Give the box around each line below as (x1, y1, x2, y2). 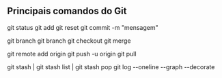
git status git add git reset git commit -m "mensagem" (7, 23, 158, 31)
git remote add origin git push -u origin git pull (7, 50, 137, 58)
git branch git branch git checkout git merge (7, 37, 131, 45)
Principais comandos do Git (7, 5, 127, 17)
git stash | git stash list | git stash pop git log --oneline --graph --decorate (7, 62, 215, 71)
